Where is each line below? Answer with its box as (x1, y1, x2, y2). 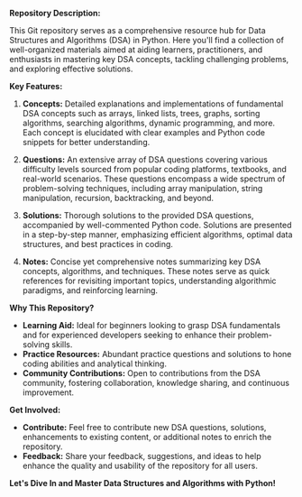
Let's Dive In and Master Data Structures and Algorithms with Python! (9, 478, 277, 488)
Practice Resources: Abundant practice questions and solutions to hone (22, 349, 292, 359)
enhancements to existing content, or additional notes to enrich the (22, 432, 272, 442)
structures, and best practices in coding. (22, 239, 174, 249)
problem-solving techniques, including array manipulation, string (22, 183, 263, 193)
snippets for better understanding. (22, 137, 151, 147)
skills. (51, 339, 73, 350)
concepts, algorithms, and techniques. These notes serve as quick (22, 266, 270, 276)
